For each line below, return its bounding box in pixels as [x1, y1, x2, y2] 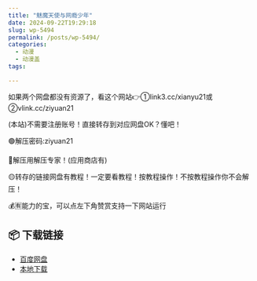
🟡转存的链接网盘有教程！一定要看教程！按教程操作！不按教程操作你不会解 [8, 172, 249, 181]
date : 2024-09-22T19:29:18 [8, 19, 97, 27]
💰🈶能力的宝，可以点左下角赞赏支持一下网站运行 [8, 201, 167, 210]
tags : [8, 63, 26, 71]
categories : [8, 41, 47, 49]
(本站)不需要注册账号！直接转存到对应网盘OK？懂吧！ [8, 119, 182, 129]
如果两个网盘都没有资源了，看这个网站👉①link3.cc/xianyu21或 [8, 92, 214, 101]
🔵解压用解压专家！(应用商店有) [8, 155, 108, 165]
